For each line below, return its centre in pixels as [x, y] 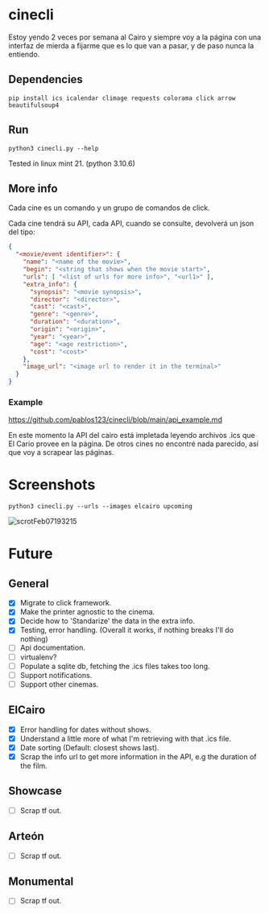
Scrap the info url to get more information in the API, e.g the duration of [138, 756]
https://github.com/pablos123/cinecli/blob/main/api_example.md [116, 419]
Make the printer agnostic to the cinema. [87, 612]
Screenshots [52, 485]
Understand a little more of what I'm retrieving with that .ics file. [126, 738]
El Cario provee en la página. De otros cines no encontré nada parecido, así [134, 444]
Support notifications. [56, 675]
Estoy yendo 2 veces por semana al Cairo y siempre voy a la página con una [135, 37]
